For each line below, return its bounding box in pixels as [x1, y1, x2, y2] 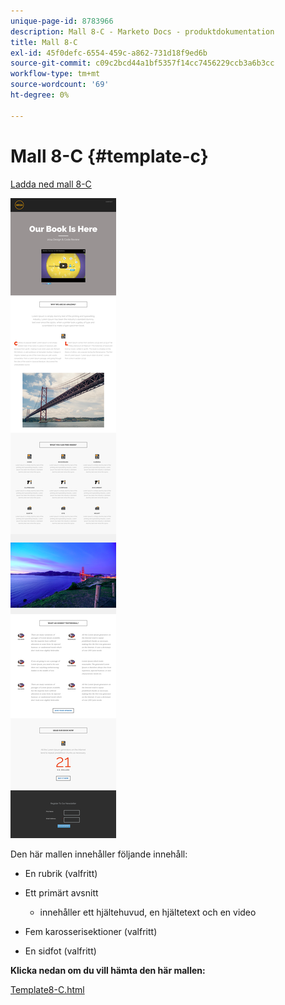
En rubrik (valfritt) [24, 867, 98, 879]
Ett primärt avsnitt [24, 886, 99, 899]
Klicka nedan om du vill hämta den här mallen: [10, 964, 206, 976]
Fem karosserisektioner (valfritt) [24, 925, 158, 937]
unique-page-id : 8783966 [10, 16, 114, 26]
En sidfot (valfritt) [24, 945, 97, 957]
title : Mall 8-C [10, 37, 78, 47]
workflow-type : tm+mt [10, 69, 101, 79]
